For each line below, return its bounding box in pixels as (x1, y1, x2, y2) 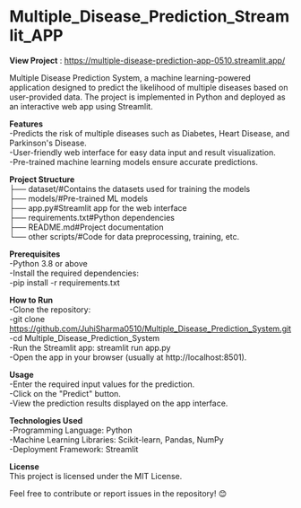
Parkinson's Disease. (9, 137, 87, 148)
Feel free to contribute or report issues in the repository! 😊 (9, 487, 228, 499)
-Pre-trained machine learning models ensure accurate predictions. (9, 156, 258, 167)
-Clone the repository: (9, 303, 91, 315)
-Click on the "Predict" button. (9, 388, 121, 399)
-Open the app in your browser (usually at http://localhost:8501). (9, 352, 247, 363)
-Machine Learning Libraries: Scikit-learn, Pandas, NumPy (9, 434, 224, 445)
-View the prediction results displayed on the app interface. (9, 398, 228, 408)
